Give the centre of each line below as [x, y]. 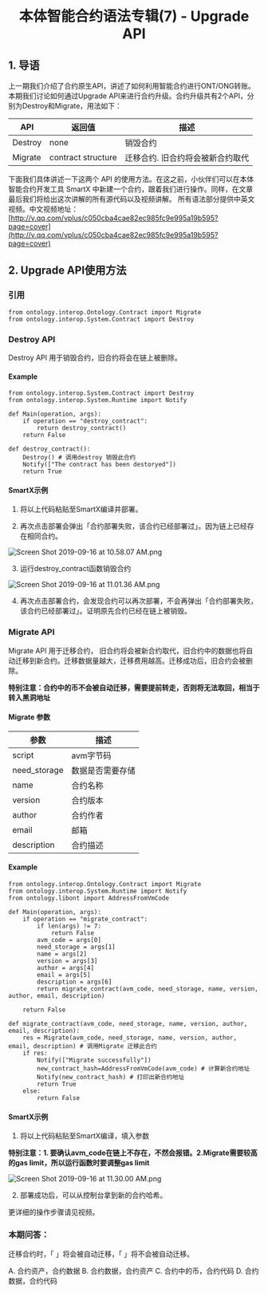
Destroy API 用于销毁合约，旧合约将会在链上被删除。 [95, 357]
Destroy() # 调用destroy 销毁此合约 [79, 458]
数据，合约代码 [33, 1280]
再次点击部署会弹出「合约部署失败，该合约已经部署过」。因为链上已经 [133, 526]
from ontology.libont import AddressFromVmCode [89, 898]
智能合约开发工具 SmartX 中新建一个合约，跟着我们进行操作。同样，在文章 [131, 189]
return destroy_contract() [82, 428]
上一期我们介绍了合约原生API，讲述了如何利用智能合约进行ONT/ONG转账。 [132, 86]
